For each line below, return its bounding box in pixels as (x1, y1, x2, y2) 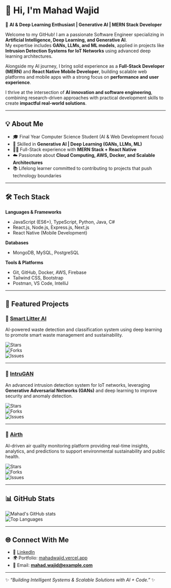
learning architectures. (5, 53, 53, 59)
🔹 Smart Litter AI (5, 315, 47, 322)
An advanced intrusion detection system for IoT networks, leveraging (5, 382, 150, 388)
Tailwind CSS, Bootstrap (12, 274, 64, 280)
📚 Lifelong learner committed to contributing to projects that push (12, 165, 152, 171)
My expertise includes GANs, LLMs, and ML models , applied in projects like (5, 42, 164, 48)
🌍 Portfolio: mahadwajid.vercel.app (12, 555, 88, 561)
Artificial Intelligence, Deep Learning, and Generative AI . (5, 37, 127, 43)
